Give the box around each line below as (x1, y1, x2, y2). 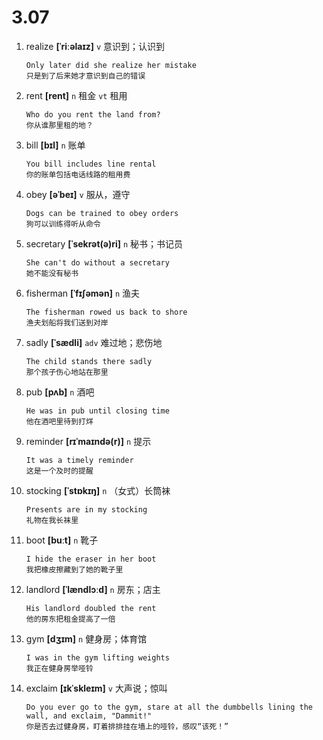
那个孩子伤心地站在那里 (25, 367, 109, 377)
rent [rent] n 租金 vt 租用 (25, 89, 128, 101)
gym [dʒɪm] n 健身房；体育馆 (25, 632, 148, 645)
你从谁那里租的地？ (25, 120, 94, 130)
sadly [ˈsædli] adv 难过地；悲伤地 (25, 336, 163, 348)
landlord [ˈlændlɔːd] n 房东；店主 (25, 583, 161, 595)
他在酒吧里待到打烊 (25, 416, 94, 426)
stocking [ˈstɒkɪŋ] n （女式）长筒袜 (25, 484, 171, 496)
